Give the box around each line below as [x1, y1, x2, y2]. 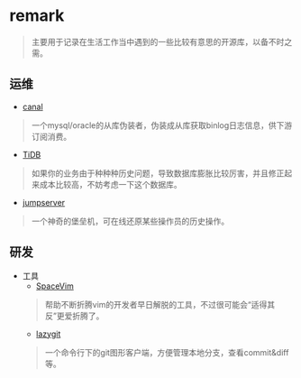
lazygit [35, 328, 61, 339]
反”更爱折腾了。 [44, 310, 105, 321]
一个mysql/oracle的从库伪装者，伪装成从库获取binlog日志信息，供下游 [31, 119, 293, 131]
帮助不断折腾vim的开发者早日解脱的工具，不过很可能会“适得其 [44, 299, 276, 309]
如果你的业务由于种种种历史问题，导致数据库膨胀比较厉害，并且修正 [31, 168, 285, 179]
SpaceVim [35, 281, 74, 291]
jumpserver [22, 197, 66, 207]
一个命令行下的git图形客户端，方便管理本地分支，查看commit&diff [44, 346, 289, 357]
